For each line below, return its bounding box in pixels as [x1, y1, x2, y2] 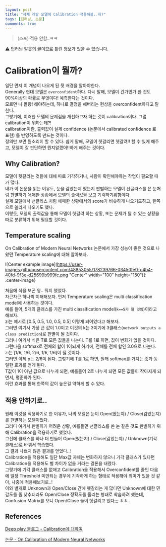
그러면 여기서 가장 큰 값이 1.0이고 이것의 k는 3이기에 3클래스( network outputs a [5, 324, 161, 330]
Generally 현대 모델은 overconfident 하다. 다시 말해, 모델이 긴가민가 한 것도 [5, 89, 151, 95]
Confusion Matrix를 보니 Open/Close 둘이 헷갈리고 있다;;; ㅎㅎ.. [5, 497, 130, 503]
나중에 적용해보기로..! [11, 479, 53, 485]
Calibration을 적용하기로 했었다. [10, 429, 72, 435]
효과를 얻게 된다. [14, 362, 46, 368]
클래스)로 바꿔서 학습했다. [5, 442, 55, 448]
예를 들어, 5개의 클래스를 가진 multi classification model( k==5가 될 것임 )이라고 [5, 306, 157, 312]
